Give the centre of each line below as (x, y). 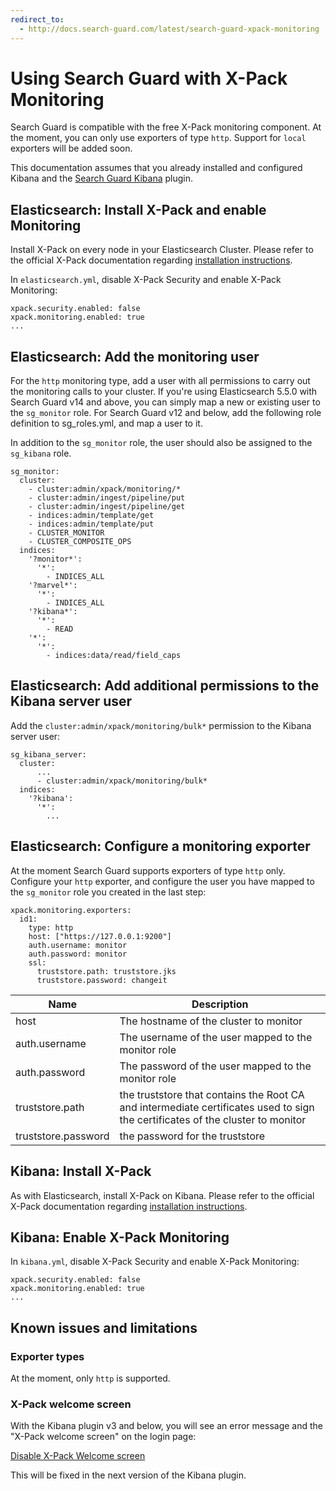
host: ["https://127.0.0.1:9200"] (100, 936)
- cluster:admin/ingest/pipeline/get (107, 507)
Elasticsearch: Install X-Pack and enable (138, 209)
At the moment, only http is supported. (90, 1378)
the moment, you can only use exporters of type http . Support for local (158, 138)
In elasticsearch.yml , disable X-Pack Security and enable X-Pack (146, 280)
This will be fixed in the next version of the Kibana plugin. (128, 1475)
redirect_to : (37, 19)
